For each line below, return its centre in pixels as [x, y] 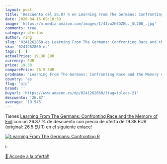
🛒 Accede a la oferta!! [27, 157]
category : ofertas [24, 33]
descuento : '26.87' [25, 97]
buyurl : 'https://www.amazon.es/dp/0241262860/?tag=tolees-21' [72, 93]
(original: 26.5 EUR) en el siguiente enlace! [49, 127]
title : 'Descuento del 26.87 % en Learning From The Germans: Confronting [84, 14]
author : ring [19, 38]
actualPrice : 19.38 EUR [30, 56]
